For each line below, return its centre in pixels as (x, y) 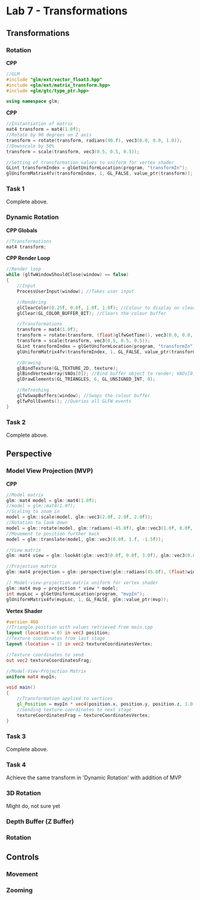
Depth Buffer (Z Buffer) (40, 822)
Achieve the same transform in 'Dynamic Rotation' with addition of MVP (94, 777)
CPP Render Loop (28, 258)
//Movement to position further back (53, 534)
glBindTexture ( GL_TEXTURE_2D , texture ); (68, 368)
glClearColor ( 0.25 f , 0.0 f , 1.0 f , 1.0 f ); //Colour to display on (98, 308)
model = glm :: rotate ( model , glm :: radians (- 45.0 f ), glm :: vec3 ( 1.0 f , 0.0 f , (100, 528)
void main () (21, 688)
